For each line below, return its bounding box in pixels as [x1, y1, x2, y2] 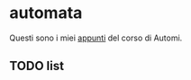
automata [9, 3, 83, 23]
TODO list [9, 58, 65, 74]
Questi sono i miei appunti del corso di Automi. [9, 32, 183, 43]
